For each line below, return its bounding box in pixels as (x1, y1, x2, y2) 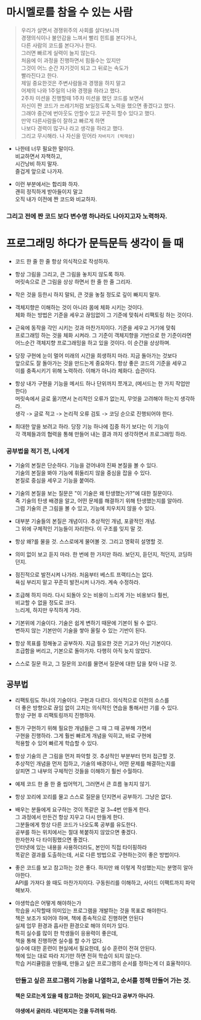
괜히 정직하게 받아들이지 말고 (14, 188, 83, 195)
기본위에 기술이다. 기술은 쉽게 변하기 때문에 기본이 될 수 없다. (14, 619, 158, 627)
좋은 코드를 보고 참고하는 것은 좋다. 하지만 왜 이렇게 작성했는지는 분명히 (14, 864, 182, 871)
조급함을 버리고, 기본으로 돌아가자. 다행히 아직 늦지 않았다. (14, 647, 152, 654)
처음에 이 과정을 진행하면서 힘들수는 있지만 (20, 57, 122, 64)
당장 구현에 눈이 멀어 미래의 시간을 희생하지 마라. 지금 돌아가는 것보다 (14, 352, 178, 359)
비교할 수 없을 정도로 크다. (14, 599, 76, 606)
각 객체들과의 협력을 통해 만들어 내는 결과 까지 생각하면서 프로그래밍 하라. (14, 430, 187, 437)
